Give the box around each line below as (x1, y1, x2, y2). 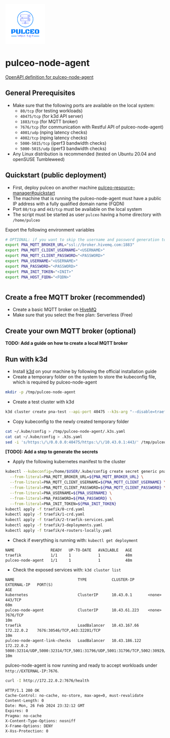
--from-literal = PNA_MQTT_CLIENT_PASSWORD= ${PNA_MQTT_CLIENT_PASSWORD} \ (10, 485, 166, 490)
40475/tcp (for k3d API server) (20, 113, 83, 119)
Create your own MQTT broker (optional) (5, 327, 137, 335)
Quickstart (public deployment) (5, 171, 107, 180)
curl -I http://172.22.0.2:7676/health (5, 678, 90, 683)
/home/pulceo (12, 217, 40, 223)
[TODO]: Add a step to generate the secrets (5, 448, 98, 455)
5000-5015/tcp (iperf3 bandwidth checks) (20, 140, 107, 146)
